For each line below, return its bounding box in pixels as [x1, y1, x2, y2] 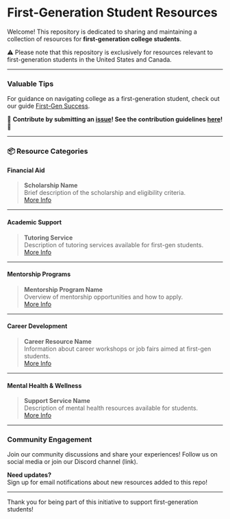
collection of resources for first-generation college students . [7, 34, 182, 43]
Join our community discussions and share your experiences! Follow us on [7, 450, 218, 459]
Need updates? [7, 471, 51, 479]
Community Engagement [7, 435, 92, 444]
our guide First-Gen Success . [7, 102, 90, 111]
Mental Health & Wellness [7, 381, 82, 389]
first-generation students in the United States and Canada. [7, 55, 172, 63]
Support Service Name [23, 397, 90, 405]
